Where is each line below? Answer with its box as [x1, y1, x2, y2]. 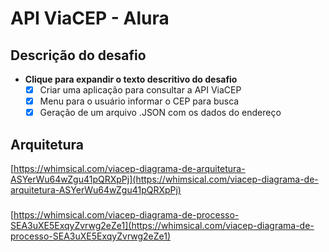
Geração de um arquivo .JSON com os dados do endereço [39, 107, 282, 119]
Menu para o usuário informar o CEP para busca [39, 95, 240, 107]
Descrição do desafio [10, 47, 147, 64]
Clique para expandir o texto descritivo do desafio [24, 73, 238, 85]
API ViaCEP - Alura [10, 7, 170, 30]
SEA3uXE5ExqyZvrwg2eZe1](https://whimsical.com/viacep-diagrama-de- [10, 219, 315, 231]
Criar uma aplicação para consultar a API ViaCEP [39, 84, 242, 96]
